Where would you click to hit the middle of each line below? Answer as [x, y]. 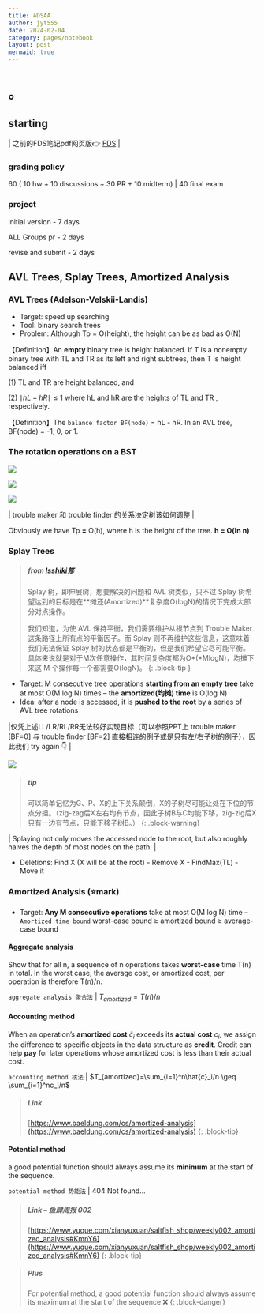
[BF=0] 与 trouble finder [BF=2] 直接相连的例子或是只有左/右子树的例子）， [129, 736]
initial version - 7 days [44, 221]
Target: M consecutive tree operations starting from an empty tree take [136, 683]
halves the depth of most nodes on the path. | [82, 847]
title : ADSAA [30, 15]
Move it [32, 871]
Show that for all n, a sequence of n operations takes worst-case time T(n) [130, 964]
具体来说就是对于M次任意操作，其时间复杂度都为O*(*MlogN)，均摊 [137, 658]
